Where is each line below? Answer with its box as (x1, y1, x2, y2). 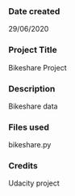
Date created (8, 6, 60, 17)
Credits (8, 160, 38, 172)
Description (8, 83, 56, 94)
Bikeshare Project (8, 62, 67, 72)
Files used (8, 121, 50, 133)
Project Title (8, 45, 58, 56)
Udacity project (8, 178, 60, 188)
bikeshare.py (8, 140, 52, 150)
